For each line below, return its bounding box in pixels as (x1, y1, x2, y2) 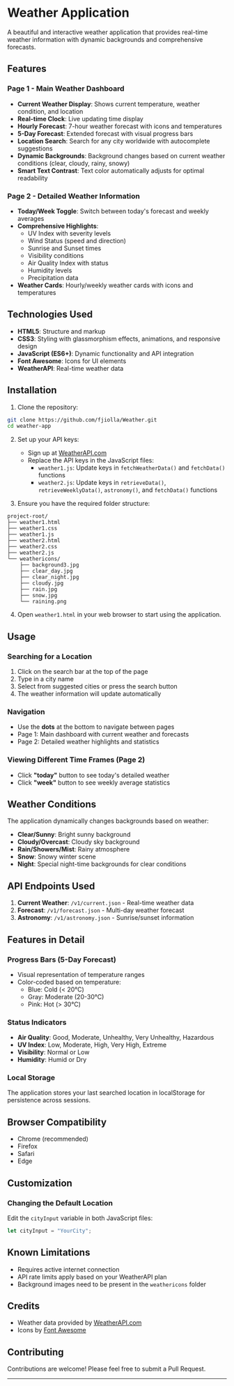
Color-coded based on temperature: (17, 978, 122, 986)
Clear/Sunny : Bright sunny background (17, 831, 131, 839)
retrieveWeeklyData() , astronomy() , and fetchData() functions (38, 486, 218, 494)
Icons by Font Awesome (17, 1326, 86, 1334)
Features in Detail (7, 934, 85, 946)
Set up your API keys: (17, 436, 79, 444)
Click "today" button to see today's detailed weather (17, 771, 170, 779)
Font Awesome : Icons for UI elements (17, 357, 127, 365)
